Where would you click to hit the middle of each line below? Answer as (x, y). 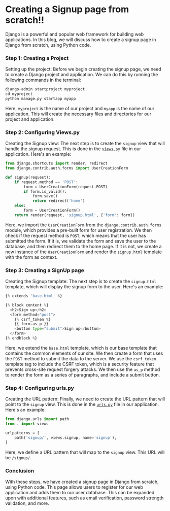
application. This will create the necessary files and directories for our (78, 114)
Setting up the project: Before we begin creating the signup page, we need (83, 69)
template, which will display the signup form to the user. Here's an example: (84, 287)
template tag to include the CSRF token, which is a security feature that (80, 364)
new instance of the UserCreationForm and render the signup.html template (84, 252)
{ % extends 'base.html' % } (34, 296)
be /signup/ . (18, 457)
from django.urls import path (37, 419)
